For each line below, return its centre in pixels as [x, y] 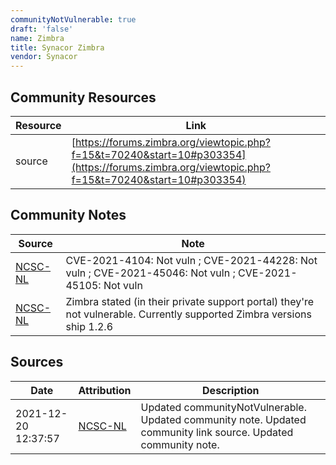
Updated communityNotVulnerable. [223, 407]
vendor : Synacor [44, 57]
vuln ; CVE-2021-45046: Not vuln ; [150, 273]
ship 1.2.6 [89, 326]
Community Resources [83, 97]
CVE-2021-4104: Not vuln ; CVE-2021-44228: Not [191, 260]
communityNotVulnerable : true [73, 19]
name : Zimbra [37, 38]
